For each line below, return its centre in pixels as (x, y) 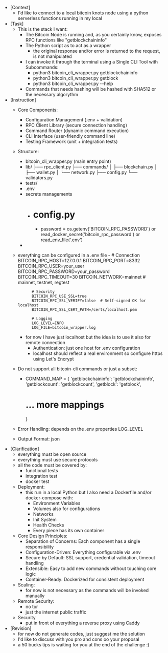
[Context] (20, 7)
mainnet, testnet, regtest (44, 282)
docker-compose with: (49, 498)
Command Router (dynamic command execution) (77, 131)
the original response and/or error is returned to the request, (97, 51)
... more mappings (65, 405)
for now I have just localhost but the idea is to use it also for (88, 337)
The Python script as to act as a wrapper (68, 45)
